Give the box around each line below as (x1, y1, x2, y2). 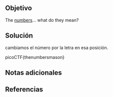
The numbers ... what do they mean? (5, 17, 79, 23)
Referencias (5, 85, 44, 94)
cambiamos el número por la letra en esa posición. (5, 45, 109, 50)
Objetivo (5, 4, 32, 12)
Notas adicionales (5, 69, 62, 77)
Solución (5, 32, 33, 40)
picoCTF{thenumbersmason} (5, 54, 65, 60)
